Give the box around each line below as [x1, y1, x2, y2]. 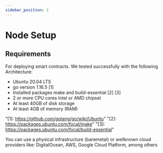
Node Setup [5, 29, 57, 41]
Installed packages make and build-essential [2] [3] [12, 89, 121, 95]
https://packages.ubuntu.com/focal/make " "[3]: [5, 121, 105, 127]
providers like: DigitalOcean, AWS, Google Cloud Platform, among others [5, 141, 158, 148]
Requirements [5, 49, 51, 59]
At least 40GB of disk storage [12, 100, 75, 106]
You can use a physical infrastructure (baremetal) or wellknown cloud [5, 136, 151, 142]
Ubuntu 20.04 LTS [12, 79, 51, 85]
